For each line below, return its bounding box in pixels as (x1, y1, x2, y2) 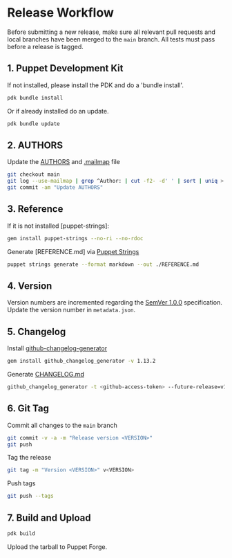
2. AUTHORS (7, 139, 64, 151)
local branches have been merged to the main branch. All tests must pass (7, 35, 215, 43)
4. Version (7, 280, 52, 291)
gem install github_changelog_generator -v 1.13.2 (7, 358, 156, 365)
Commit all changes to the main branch (7, 421, 117, 429)
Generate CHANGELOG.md (7, 370, 84, 378)
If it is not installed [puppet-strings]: (7, 222, 109, 230)
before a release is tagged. (7, 42, 84, 51)
